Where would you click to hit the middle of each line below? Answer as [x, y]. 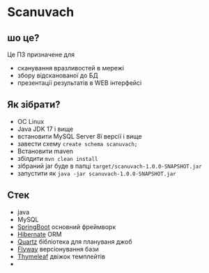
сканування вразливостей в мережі [70, 68]
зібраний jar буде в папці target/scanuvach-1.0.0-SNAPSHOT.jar [109, 166]
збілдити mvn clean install [57, 158]
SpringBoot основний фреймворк [67, 226]
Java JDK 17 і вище [45, 129]
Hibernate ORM [39, 234]
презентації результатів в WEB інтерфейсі [79, 83]
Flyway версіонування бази [58, 249]
